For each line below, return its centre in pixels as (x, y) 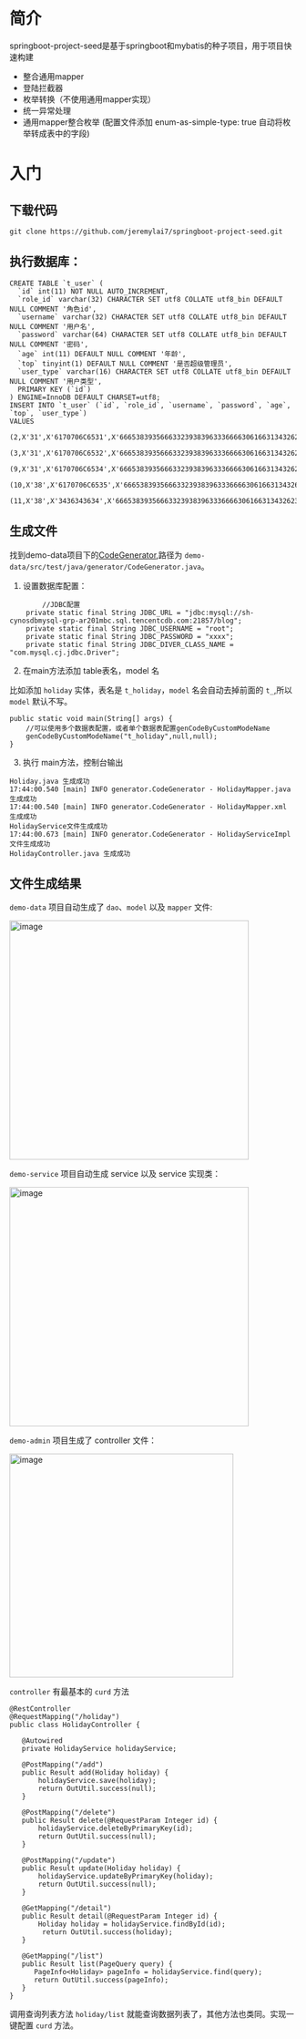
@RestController (40, 1709)
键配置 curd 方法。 (44, 2025)
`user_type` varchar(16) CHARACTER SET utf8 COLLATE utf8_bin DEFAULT (154, 371)
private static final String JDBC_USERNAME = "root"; (130, 628)
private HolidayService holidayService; (99, 1749)
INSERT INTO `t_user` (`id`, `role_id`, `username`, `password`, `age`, (150, 405)
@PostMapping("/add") (62, 1765)
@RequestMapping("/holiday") (65, 1717)
